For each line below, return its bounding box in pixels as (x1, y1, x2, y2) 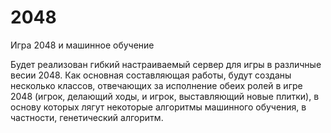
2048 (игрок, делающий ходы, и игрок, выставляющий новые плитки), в (10, 90, 320, 102)
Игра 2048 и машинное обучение (10, 39, 155, 51)
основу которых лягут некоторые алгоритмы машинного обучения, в (10, 101, 307, 113)
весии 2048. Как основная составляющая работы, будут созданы (10, 69, 292, 81)
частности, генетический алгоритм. (10, 111, 164, 123)
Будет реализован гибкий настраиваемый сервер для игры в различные (10, 58, 322, 70)
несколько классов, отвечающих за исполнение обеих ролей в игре (10, 79, 303, 91)
